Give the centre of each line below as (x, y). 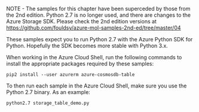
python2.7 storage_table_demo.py (48, 103)
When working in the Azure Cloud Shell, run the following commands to (94, 57)
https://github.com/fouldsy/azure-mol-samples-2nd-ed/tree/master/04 (94, 28)
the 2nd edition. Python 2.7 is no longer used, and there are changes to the (99, 15)
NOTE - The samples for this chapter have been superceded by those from (98, 9)
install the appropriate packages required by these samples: (80, 63)
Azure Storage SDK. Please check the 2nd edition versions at (82, 21)
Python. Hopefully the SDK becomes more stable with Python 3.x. (87, 46)
